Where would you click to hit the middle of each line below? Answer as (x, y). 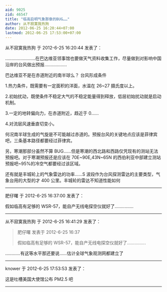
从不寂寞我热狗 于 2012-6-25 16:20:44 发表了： (54, 48)
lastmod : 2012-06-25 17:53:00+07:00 (43, 33)
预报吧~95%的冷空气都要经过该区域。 (44, 163)
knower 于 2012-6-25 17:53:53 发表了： (45, 269)
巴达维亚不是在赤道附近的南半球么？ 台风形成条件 (56, 75)
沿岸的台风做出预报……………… (36, 65)
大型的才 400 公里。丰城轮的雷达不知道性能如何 (71, 180)
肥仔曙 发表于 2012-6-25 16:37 (49, 232)
